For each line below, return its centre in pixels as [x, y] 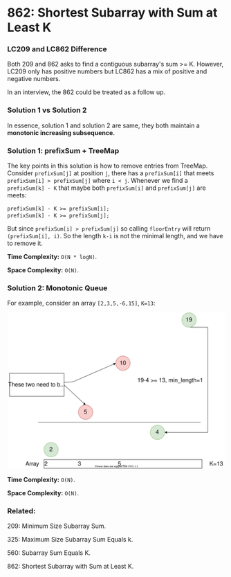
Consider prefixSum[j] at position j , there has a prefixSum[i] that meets [111, 173]
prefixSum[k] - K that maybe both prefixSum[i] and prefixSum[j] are [107, 188]
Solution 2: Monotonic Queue [57, 288]
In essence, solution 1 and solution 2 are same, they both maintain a [103, 125]
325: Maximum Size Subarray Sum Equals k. [70, 539]
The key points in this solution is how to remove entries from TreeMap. [108, 166]
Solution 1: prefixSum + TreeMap [63, 150]
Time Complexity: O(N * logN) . [52, 257]
